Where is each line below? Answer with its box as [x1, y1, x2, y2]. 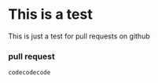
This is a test [8, 5, 93, 23]
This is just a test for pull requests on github [8, 31, 151, 41]
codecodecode [8, 69, 51, 77]
